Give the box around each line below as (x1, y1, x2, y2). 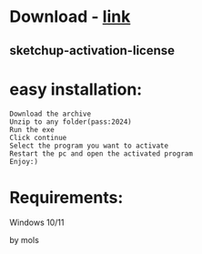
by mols (9, 235, 39, 246)
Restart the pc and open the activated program (9, 148, 194, 158)
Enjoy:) (9, 157, 39, 166)
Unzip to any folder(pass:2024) (9, 117, 132, 127)
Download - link (9, 6, 131, 27)
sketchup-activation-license (9, 43, 176, 58)
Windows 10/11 (9, 217, 65, 229)
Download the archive (9, 109, 92, 118)
